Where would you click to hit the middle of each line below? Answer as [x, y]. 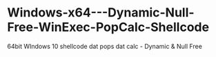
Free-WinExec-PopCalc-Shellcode [108, 27]
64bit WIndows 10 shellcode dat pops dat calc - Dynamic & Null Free [105, 46]
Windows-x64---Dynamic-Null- [101, 13]
